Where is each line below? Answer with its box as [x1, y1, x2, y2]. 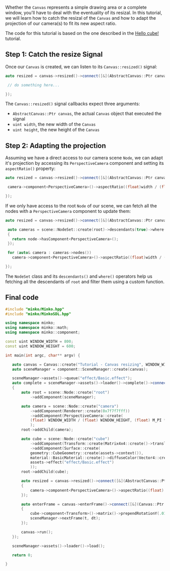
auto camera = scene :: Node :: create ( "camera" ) [21, 404, 119, 409]
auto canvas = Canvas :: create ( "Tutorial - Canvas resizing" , [12, 362, 144, 367]
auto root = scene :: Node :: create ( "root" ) [21, 390, 110, 395]
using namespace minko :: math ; [5, 325, 69, 330]
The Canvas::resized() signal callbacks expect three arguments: [5, 101, 140, 107]
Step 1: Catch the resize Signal [5, 50, 103, 59]
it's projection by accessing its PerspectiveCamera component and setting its [5, 160, 164, 166]
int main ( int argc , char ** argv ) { [5, 353, 80, 358]
